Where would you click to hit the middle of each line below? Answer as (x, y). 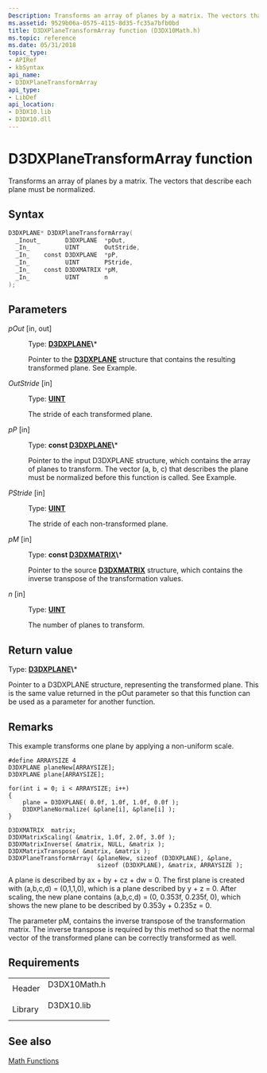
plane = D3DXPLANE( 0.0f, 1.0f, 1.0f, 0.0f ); (101, 803)
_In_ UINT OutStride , (78, 248)
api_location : (32, 104)
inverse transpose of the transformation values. (106, 579)
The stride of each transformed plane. (90, 415)
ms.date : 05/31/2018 (43, 45)
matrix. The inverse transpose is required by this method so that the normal (132, 930)
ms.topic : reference (43, 38)
